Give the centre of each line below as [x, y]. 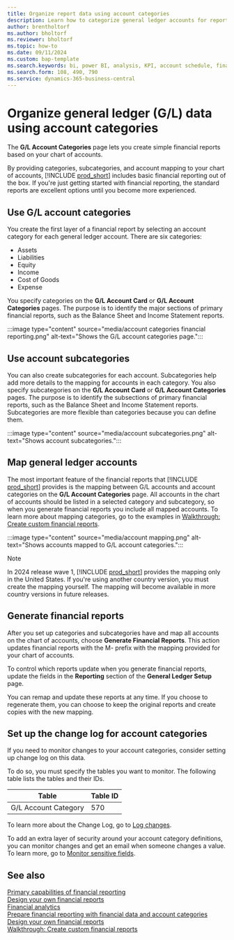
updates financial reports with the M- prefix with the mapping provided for [114, 648]
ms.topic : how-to [32, 46]
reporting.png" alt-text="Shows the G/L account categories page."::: [105, 336]
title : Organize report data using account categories [88, 14]
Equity [26, 265]
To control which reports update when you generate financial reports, [107, 669]
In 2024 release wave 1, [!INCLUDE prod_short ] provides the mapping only [114, 572]
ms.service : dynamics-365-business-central [71, 79]
